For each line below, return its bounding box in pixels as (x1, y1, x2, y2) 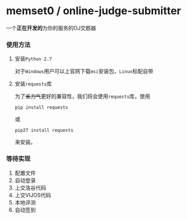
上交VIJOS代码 (14, 191, 51, 198)
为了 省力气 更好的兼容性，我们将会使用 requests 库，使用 (14, 93, 151, 100)
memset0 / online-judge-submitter (6, 4, 182, 18)
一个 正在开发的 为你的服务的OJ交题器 (6, 24, 96, 31)
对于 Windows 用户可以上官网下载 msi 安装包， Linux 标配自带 (14, 68, 154, 75)
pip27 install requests (14, 128, 74, 133)
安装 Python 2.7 (14, 55, 52, 63)
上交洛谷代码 (14, 184, 46, 191)
